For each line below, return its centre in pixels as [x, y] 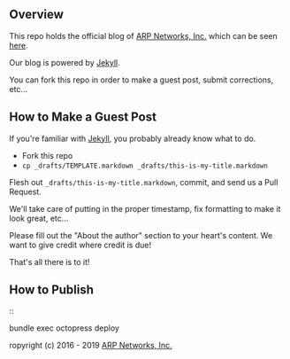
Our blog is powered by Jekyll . [65, 62]
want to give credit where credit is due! [80, 245]
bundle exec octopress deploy [64, 328]
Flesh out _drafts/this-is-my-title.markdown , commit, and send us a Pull [144, 182]
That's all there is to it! [50, 261]
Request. [25, 191]
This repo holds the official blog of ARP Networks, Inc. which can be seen [144, 35]
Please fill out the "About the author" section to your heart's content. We [141, 235]
